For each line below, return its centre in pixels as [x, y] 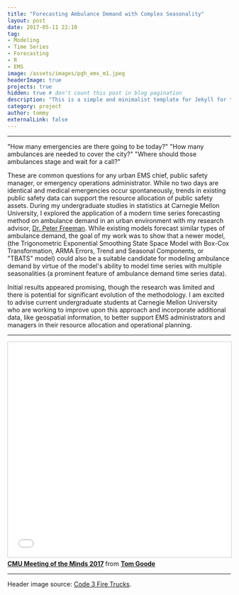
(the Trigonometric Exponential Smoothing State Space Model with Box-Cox [118, 243]
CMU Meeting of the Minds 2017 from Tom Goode [82, 563]
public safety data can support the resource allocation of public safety [110, 198]
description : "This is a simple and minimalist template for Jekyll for [117, 100]
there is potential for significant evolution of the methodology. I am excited [116, 295]
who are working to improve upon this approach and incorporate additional [117, 310]
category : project [34, 107]
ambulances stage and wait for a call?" [64, 161]
